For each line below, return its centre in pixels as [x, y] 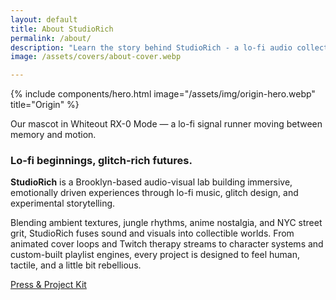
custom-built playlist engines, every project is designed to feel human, [155, 255]
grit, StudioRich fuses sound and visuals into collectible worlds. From [152, 233]
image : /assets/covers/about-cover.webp [96, 57]
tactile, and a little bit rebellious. [76, 265]
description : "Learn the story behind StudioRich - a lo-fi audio [151, 47]
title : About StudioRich [62, 29]
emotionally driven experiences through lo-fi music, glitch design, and [154, 193]
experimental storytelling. [63, 203]
